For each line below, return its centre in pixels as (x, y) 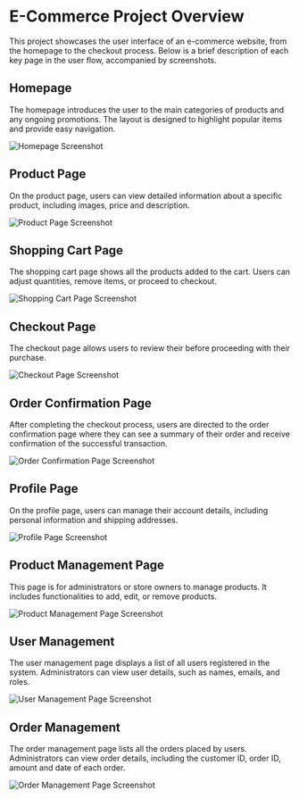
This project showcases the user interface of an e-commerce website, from (148, 41)
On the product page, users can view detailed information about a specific (146, 196)
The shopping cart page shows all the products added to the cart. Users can (150, 272)
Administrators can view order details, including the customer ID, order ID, (145, 758)
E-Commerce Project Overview (127, 17)
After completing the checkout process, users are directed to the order (139, 424)
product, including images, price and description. (100, 205)
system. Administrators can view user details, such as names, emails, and (145, 672)
